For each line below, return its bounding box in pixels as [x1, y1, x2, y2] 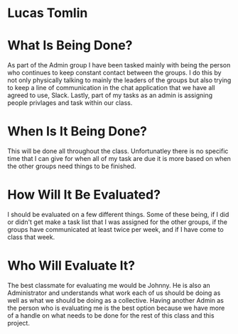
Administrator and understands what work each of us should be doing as [7, 289, 221, 297]
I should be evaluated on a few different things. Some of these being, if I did [7, 211, 229, 218]
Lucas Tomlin [7, 5, 88, 21]
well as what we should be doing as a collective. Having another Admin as [7, 296, 224, 304]
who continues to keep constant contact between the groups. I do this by [7, 69, 222, 77]
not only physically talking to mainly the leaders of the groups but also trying [7, 76, 232, 84]
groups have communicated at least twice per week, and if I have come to [7, 226, 224, 233]
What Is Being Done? [7, 38, 133, 54]
